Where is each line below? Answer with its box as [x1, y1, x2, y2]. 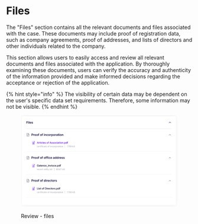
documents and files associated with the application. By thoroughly [6, 60, 170, 67]
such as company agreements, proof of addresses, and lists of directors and [6, 36, 193, 43]
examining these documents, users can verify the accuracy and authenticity [6, 66, 191, 73]
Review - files [21, 212, 54, 219]
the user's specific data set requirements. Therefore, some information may [6, 96, 190, 104]
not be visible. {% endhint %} [6, 103, 78, 110]
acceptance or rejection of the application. [6, 79, 110, 86]
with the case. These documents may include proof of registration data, [6, 30, 181, 37]
